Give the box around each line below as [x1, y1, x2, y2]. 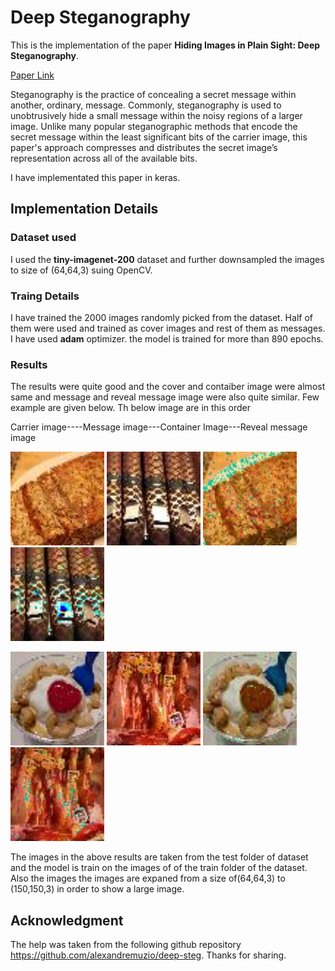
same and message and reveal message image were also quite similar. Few [10, 391, 320, 403]
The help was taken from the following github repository [10, 939, 242, 951]
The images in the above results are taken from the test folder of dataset [10, 851, 309, 863]
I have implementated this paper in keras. [10, 171, 181, 183]
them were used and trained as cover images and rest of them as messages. [10, 322, 326, 334]
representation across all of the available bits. [10, 152, 198, 164]
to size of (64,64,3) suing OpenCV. [10, 264, 153, 276]
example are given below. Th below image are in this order [10, 402, 252, 414]
